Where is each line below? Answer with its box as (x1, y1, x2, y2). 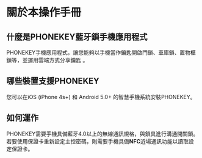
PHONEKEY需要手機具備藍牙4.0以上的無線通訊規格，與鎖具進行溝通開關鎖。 (6, 130, 199, 137)
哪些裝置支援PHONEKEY (6, 76, 99, 86)
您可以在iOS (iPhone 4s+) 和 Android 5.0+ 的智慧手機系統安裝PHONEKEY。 (6, 93, 196, 100)
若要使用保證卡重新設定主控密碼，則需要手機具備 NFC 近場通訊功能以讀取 (6, 137, 189, 145)
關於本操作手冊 (6, 5, 82, 19)
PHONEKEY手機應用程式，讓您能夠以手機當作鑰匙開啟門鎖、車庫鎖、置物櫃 (6, 49, 197, 56)
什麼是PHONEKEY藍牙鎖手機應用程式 (6, 32, 148, 42)
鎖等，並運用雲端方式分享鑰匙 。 (6, 57, 88, 64)
